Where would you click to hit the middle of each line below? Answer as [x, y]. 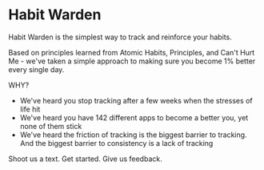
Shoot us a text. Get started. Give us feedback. [85, 159]
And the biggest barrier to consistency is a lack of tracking [116, 143]
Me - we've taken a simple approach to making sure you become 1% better [132, 61]
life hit [30, 109]
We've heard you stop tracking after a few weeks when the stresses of [136, 100]
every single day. [36, 69]
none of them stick [51, 126]
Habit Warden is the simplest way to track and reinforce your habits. [120, 37]
